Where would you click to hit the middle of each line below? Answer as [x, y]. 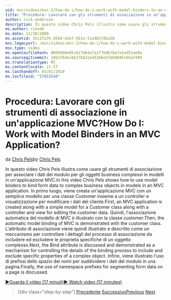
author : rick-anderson [29, 19]
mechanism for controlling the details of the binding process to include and [84, 250]
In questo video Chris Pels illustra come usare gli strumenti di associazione [84, 169]
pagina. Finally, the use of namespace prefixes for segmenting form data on [84, 266]
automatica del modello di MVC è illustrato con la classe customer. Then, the [85, 218]
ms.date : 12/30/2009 [27, 34]
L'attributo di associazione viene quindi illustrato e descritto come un [77, 229]
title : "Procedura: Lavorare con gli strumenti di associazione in [78, 15]
